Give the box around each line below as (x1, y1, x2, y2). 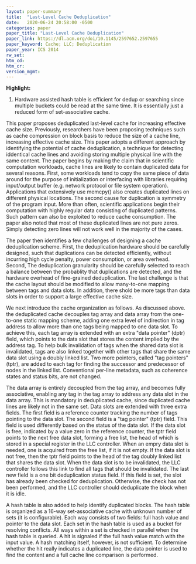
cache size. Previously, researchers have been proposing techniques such (6, 126, 185, 133)
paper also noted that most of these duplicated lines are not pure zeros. (6, 219, 179, 226)
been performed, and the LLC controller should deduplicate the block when (6, 484, 188, 491)
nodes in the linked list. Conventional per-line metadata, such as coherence (6, 367, 188, 374)
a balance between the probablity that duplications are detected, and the (6, 268, 182, 276)
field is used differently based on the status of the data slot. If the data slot (6, 422, 186, 429)
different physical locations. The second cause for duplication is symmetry (6, 195, 186, 202)
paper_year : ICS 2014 (6, 47, 59, 53)
